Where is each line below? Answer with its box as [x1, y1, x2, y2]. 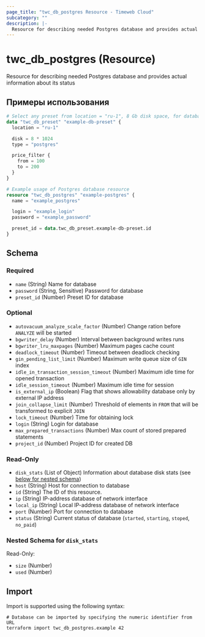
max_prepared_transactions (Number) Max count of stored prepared [15, 426, 187, 434]
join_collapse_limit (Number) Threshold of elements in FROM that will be [15, 401, 198, 408]
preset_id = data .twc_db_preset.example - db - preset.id [12, 225, 151, 232]
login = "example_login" [12, 209, 75, 215]
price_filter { [12, 153, 51, 159]
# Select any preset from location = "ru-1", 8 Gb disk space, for [6, 113, 182, 119]
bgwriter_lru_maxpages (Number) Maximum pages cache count [15, 342, 175, 349]
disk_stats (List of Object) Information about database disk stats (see [15, 469, 191, 477]
